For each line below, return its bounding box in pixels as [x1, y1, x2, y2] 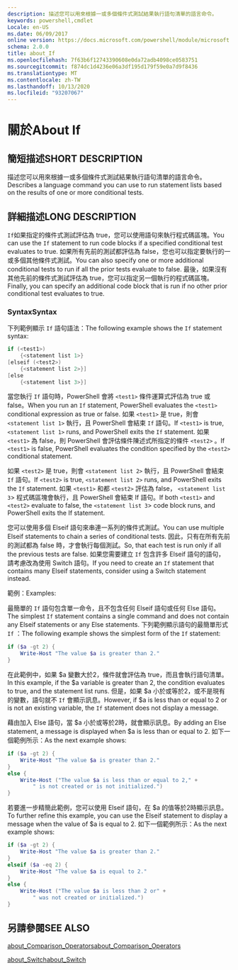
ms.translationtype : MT [7, 69, 78, 77]
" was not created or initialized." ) [33, 894, 144, 901]
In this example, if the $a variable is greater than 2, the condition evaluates [7, 679, 225, 687]
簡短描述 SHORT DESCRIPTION [7, 152, 143, 165]
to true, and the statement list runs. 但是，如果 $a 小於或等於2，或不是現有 [7, 687, 225, 696]
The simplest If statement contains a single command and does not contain [7, 612, 229, 620]
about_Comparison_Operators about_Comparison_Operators [7, 941, 181, 950]
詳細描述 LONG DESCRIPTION [7, 211, 137, 223]
